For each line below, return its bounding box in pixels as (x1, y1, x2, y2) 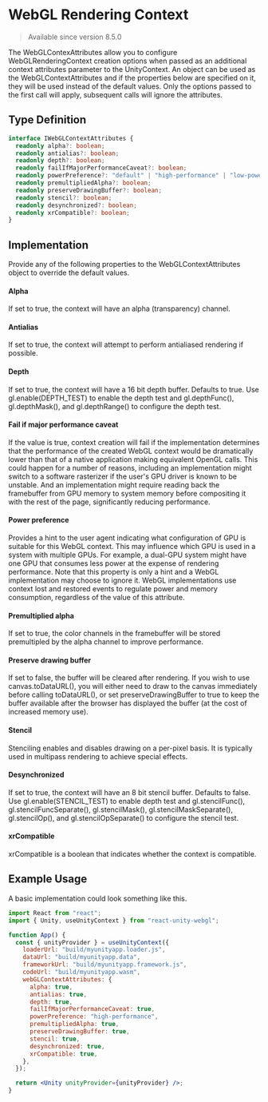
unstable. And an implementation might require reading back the (8, 479, 220, 489)
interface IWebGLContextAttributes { (8, 134, 134, 142)
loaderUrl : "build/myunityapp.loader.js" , (22, 945, 166, 954)
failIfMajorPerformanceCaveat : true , (29, 1005, 156, 1013)
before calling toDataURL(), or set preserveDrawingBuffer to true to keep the (8, 690, 260, 700)
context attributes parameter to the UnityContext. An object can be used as (8, 64, 256, 74)
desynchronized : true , (29, 1042, 105, 1050)
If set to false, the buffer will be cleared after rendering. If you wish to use (8, 673, 250, 682)
